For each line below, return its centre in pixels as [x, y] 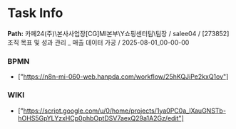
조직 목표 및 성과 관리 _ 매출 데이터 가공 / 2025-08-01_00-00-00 [98, 42]
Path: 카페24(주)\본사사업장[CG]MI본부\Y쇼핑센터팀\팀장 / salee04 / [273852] [118, 33]
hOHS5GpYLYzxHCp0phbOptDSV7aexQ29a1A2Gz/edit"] [101, 118]
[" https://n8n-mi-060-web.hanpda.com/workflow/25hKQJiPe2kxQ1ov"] [123, 77]
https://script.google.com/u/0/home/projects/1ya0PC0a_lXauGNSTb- [125, 111]
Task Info [35, 13]
